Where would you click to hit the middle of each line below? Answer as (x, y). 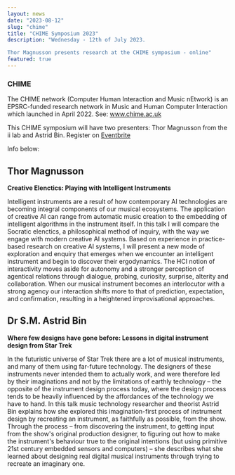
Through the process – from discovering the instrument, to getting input (111, 426)
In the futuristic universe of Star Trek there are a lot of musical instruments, (116, 359)
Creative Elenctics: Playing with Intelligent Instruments (89, 188)
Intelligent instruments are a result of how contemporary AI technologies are (117, 201)
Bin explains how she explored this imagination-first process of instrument (115, 411)
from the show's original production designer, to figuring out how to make (114, 433)
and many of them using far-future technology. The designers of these (109, 366)
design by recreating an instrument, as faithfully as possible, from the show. (117, 419)
